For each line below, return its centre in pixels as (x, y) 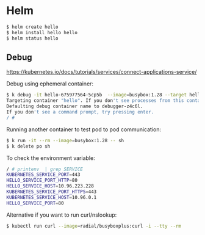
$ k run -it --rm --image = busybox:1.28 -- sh (65, 140)
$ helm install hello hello (42, 32)
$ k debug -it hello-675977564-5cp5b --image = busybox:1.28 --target (97, 95)
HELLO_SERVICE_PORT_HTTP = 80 (42, 181)
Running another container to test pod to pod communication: (84, 129)
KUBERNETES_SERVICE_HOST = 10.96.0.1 (52, 197)
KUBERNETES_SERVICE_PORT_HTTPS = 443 (52, 192)
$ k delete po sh (28, 146)
